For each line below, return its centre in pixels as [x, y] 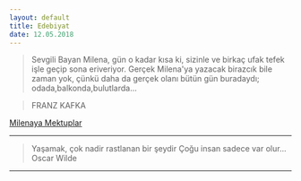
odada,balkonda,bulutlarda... [84, 88]
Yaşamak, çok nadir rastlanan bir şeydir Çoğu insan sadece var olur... [159, 149]
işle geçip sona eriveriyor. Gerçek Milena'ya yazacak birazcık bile [152, 69]
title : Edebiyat [39, 26]
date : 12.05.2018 [42, 34]
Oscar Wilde [54, 159]
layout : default [39, 17]
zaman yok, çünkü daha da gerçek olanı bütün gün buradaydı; [145, 79]
